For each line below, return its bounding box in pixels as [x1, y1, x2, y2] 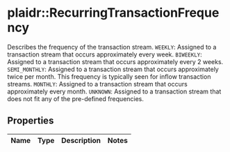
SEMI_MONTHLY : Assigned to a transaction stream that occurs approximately [7, 65, 219, 73]
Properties [7, 115, 54, 127]
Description [61, 135, 101, 145]
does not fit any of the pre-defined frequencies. [7, 94, 145, 102]
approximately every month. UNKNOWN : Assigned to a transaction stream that [7, 87, 222, 96]
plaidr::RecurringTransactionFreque [7, 5, 220, 21]
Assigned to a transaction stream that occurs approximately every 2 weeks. [7, 57, 224, 66]
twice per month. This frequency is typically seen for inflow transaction [7, 72, 211, 81]
